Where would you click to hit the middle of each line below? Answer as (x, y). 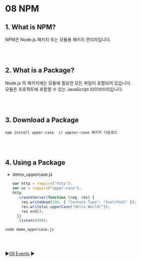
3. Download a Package (42, 120)
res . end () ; (33, 211)
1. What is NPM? (30, 27)
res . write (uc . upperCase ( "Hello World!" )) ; (66, 207)
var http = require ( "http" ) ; (42, 184)
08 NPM (22, 9)
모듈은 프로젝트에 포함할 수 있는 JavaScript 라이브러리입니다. (64, 89)
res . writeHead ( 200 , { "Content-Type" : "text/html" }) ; (79, 202)
